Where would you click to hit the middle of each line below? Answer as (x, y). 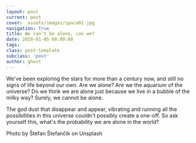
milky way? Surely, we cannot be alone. (55, 97)
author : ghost (24, 61)
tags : (13, 45)
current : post (24, 17)
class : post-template (33, 51)
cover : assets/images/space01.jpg (50, 23)
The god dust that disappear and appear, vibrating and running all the (92, 109)
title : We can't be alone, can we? (50, 34)
